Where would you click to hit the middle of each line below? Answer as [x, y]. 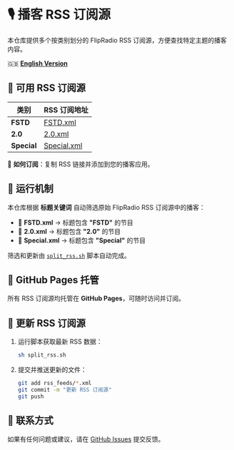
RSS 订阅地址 [66, 110]
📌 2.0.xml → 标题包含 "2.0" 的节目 [69, 231]
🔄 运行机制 [30, 189]
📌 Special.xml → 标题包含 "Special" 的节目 [82, 240]
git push [31, 397]
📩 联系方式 [30, 420]
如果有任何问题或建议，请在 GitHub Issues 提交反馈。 [86, 439]
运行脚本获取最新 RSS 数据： [60, 342]
